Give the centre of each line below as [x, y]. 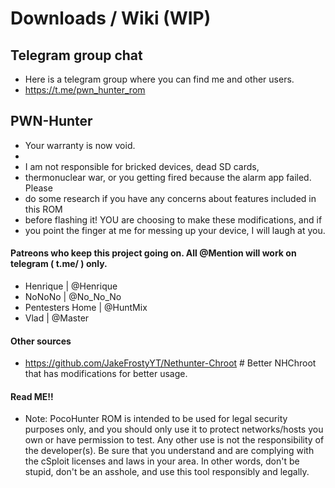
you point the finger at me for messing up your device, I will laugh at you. [175, 230]
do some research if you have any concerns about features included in [170, 198]
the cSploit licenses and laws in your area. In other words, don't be [162, 461]
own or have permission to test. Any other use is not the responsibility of [174, 440]
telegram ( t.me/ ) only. [59, 264]
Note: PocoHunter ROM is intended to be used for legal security [156, 419]
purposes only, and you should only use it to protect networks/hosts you [174, 429]
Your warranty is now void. [80, 145]
